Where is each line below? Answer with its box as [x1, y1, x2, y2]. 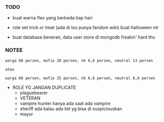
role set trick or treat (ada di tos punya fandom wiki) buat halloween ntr [12, 24, 159, 30]
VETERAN [19, 95, 41, 101]
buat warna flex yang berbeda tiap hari [12, 15, 92, 21]
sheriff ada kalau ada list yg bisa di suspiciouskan [19, 105, 122, 111]
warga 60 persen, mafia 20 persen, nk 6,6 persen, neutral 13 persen [5, 58, 153, 63]
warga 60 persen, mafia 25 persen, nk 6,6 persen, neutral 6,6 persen [5, 75, 155, 80]
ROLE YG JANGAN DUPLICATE [12, 84, 76, 90]
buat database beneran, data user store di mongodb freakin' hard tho [12, 34, 155, 40]
